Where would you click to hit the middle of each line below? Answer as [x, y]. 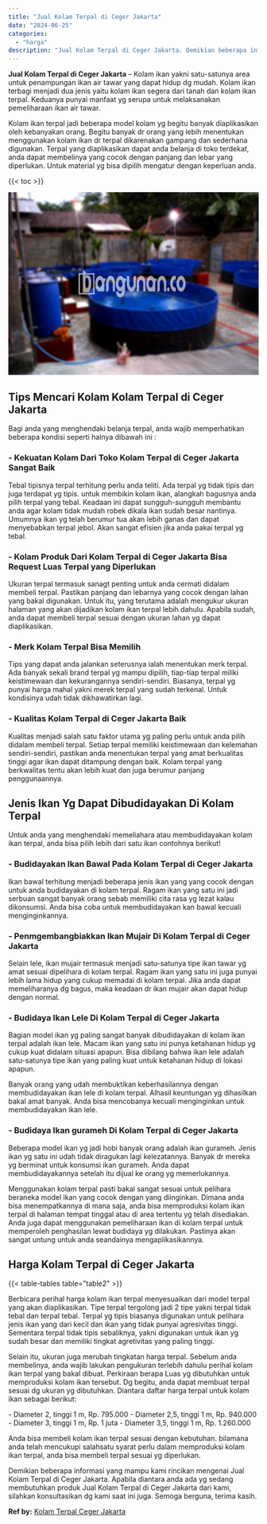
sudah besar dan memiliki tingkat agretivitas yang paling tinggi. [112, 1342]
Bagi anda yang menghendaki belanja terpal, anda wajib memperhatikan [126, 429]
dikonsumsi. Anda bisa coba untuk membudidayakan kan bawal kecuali [125, 907]
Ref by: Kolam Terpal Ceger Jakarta [67, 1512]
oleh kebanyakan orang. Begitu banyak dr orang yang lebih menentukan [126, 132]
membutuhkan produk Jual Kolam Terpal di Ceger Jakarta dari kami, [120, 1488]
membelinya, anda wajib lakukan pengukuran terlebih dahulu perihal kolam [130, 1365]
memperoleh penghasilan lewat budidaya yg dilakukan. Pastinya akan [122, 1231]
